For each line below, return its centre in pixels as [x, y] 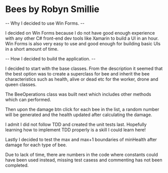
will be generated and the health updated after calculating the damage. [79, 115]
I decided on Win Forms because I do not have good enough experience [80, 33]
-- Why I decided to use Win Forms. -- [45, 23]
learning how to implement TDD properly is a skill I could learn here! [75, 130]
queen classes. [21, 84]
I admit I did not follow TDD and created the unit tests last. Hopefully [76, 124]
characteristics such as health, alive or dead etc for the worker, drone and [82, 79]
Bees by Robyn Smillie [52, 9]
